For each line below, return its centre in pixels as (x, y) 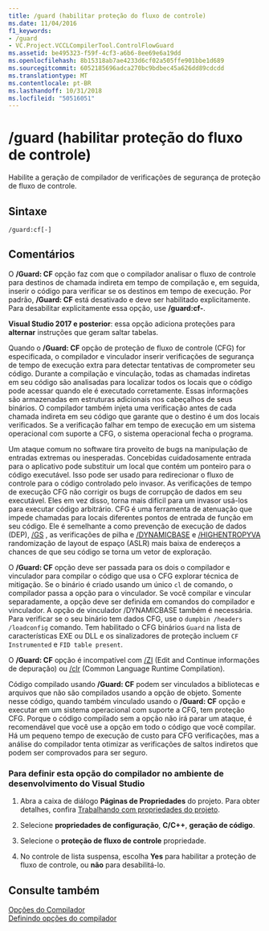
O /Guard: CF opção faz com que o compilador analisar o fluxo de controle (132, 274)
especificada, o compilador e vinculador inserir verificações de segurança (131, 356)
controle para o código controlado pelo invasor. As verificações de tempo (130, 483)
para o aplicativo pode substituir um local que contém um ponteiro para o (130, 466)
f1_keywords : (30, 31)
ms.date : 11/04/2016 (43, 23)
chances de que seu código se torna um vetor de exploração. (110, 552)
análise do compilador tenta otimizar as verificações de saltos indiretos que (133, 744)
